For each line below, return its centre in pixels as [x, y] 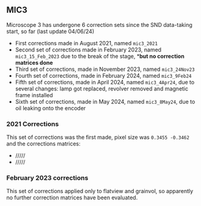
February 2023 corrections [47, 178]
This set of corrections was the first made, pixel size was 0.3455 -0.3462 [98, 138]
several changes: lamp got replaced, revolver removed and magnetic [102, 89]
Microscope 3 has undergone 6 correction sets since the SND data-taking [99, 24]
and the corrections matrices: [43, 144]
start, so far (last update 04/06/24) [50, 31]
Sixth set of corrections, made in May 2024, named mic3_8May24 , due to [105, 101]
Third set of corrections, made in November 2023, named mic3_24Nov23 [105, 69]
